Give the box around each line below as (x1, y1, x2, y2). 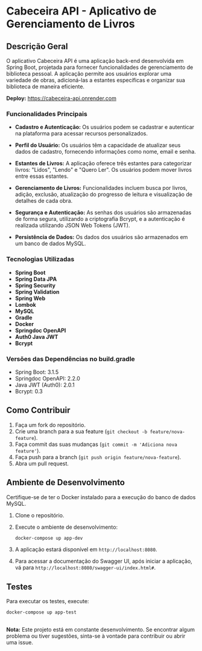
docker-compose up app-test (6, 609, 77, 615)
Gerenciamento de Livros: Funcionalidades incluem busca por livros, (14, 185, 188, 192)
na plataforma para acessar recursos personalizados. (14, 130, 148, 137)
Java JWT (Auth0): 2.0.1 (14, 381, 75, 388)
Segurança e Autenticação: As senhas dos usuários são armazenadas (14, 209, 192, 216)
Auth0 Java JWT (14, 333, 58, 340)
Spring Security (14, 281, 56, 289)
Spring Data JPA (14, 275, 57, 283)
